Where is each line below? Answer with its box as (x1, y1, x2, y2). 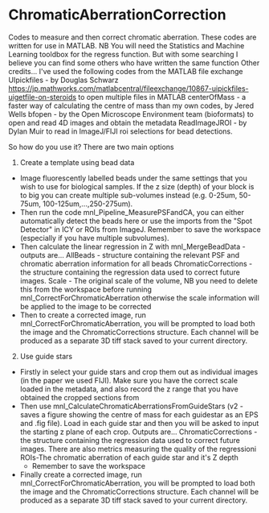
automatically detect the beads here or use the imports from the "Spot (19, 216, 253, 225)
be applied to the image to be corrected (19, 301, 152, 311)
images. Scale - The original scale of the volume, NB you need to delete (19, 275, 259, 285)
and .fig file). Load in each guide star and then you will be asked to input (19, 418, 259, 428)
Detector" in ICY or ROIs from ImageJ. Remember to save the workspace (19, 224, 261, 234)
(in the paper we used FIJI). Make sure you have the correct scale (19, 375, 238, 385)
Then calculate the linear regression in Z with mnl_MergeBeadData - (19, 242, 247, 251)
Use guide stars (19, 351, 73, 361)
